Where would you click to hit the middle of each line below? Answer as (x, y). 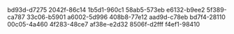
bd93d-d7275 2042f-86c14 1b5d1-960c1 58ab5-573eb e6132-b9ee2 (106, 10)
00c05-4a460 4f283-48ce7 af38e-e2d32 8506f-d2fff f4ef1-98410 (104, 24)
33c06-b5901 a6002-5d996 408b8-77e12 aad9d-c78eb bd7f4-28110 (126, 17)
